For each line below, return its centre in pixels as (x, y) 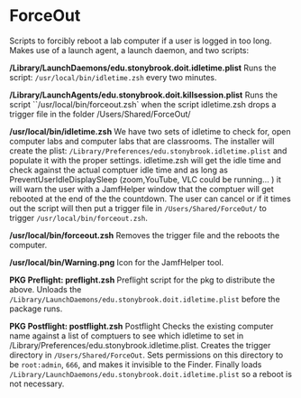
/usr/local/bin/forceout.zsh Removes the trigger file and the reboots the (145, 235)
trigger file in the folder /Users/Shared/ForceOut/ (100, 114)
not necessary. (37, 384)
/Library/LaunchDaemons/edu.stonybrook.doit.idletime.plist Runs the (143, 68)
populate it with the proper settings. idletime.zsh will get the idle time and (145, 160)
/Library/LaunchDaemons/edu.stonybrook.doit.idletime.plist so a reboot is (151, 374)
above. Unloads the (46, 289)
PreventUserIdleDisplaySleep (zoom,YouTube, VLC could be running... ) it (146, 179)
